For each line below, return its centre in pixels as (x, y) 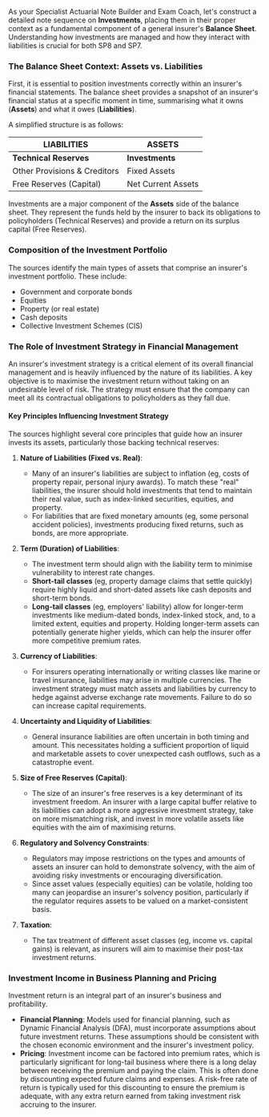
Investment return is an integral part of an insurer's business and (115, 995)
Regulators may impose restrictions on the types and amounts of (139, 858)
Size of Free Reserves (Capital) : (74, 778)
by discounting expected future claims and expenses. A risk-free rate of (139, 1079)
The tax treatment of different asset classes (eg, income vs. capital (142, 941)
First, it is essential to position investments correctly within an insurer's (125, 84)
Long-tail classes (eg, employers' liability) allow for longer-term (138, 607)
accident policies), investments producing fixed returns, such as (138, 524)
